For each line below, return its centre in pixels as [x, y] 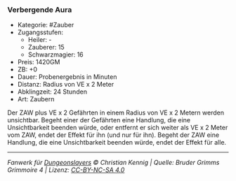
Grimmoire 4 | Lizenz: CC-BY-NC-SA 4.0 [66, 170]
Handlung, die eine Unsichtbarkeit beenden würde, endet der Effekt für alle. [117, 143]
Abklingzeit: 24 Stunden [52, 92]
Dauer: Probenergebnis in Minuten [67, 77]
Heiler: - [40, 40]
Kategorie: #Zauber [46, 25]
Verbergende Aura [40, 10]
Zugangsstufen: [40, 32]
